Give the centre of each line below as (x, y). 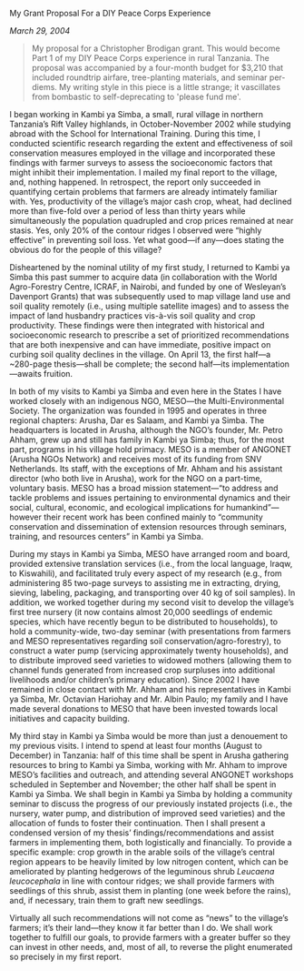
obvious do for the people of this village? (86, 250)
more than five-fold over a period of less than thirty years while (128, 211)
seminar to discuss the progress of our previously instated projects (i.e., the (151, 804)
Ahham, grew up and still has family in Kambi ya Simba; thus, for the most (147, 440)
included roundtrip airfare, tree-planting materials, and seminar (149, 77)
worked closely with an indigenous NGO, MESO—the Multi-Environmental (147, 401)
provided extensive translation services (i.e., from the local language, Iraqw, (151, 564)
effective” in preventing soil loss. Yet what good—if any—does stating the (147, 240)
